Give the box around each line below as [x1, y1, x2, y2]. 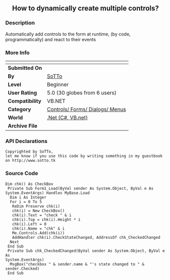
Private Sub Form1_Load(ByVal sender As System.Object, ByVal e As [7, 186, 154, 191]
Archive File [8, 122, 38, 129]
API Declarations [5, 137, 48, 145]
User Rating [8, 89, 37, 96]
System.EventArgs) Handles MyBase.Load [5, 190, 90, 195]
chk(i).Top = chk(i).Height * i [12, 217, 81, 222]
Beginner [47, 81, 69, 88]
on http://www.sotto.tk [5, 158, 56, 163]
